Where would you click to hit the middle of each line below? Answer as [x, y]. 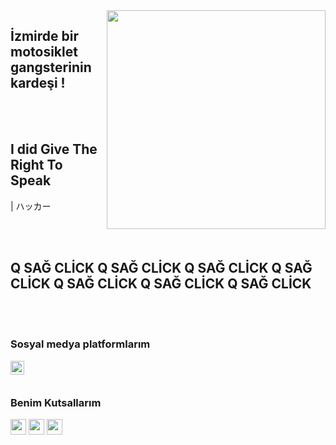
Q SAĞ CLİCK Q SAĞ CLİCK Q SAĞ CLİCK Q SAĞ [161, 268]
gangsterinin [51, 67]
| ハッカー [31, 206]
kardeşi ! [38, 83]
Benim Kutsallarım [56, 402]
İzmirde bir [45, 36]
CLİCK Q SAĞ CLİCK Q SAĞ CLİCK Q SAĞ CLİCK [161, 284]
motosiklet [44, 52]
